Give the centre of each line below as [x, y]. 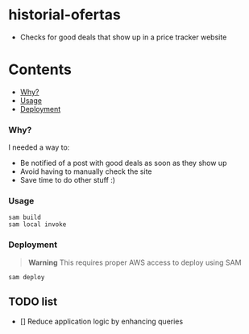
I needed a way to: [39, 147]
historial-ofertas [64, 15]
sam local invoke [37, 225]
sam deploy [27, 277]
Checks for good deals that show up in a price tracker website [123, 37]
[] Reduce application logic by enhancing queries [102, 321]
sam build [25, 218]
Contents [40, 70]
